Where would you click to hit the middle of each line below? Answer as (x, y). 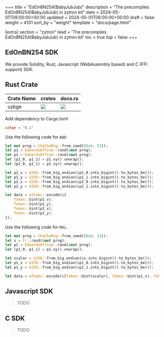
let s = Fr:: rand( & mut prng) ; (36, 241)
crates (48, 98)
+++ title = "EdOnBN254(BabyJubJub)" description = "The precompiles (77, 7)
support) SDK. (19, 69)
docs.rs (69, 98)
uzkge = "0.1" (20, 128)
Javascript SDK (29, 291)
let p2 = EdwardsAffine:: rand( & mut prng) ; (49, 155)
